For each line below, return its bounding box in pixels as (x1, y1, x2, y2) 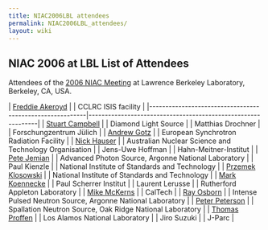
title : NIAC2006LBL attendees (8, 11, 110, 20)
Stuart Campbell (46, 119, 101, 129)
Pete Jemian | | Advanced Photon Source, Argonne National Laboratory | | (8, 154, 254, 163)
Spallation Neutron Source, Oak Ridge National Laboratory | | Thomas (8, 204, 239, 214)
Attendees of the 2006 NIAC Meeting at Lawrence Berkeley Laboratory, (8, 78, 245, 88)
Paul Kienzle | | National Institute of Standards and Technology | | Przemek (8, 162, 256, 171)
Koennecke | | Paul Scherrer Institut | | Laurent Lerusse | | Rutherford (8, 179, 237, 189)
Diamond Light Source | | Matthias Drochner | (109, 119, 261, 129)
